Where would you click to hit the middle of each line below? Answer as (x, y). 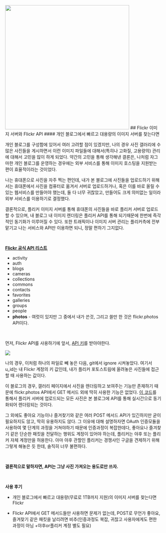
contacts (21, 290)
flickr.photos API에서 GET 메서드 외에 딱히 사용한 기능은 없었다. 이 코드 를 (85, 392)
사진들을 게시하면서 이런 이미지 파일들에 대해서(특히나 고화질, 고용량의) (83, 151)
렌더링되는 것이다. (35, 404)
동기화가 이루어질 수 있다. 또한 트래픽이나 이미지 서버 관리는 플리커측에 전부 (87, 222)
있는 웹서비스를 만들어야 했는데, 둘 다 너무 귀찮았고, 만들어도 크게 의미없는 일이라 (83, 192)
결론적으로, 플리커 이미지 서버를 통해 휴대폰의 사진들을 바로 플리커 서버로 (75, 209)
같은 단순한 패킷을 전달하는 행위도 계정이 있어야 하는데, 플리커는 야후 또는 (81, 434)
